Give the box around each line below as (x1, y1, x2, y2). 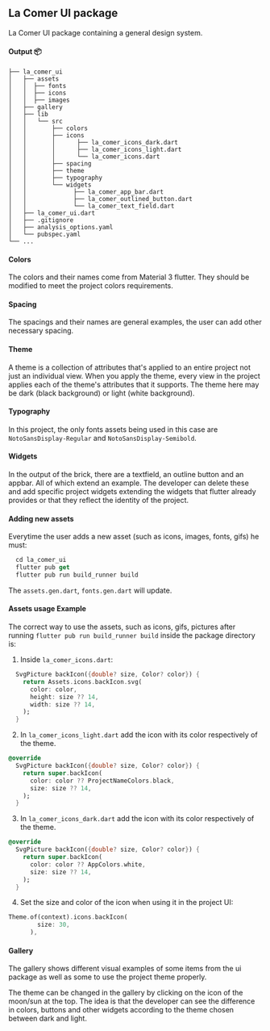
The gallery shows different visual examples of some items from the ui (8, 964, 242, 974)
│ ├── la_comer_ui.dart (8, 209, 95, 217)
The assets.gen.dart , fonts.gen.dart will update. (8, 585, 172, 595)
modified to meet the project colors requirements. (8, 281, 173, 291)
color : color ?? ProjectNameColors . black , (29, 777, 175, 785)
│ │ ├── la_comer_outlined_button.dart (8, 195, 193, 203)
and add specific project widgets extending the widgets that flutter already (8, 487, 256, 497)
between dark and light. (8, 1013, 87, 1024)
